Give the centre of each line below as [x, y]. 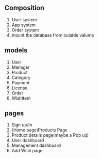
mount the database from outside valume [53, 35]
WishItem [21, 98]
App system [24, 25]
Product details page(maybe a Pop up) [50, 135]
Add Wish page [27, 151]
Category [21, 78]
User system [24, 19]
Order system [25, 30]
